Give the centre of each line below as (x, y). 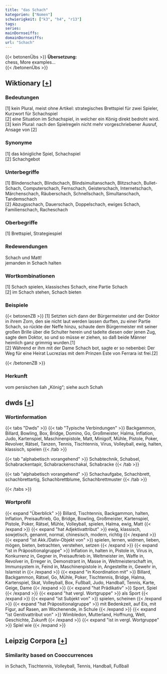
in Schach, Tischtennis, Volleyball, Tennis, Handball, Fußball (67, 666)
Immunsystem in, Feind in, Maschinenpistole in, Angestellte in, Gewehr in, (81, 566)
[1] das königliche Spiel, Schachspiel (43, 154)
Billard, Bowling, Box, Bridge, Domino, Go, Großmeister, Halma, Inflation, (80, 433)
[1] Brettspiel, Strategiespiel (34, 233)
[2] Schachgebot (23, 159)
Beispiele (17, 305)
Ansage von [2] (21, 130)
